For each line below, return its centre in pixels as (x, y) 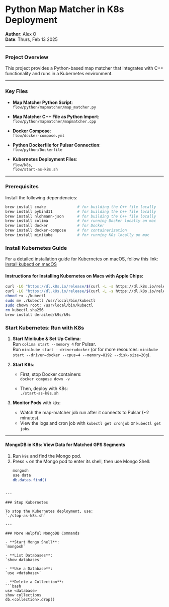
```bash (13, 586)
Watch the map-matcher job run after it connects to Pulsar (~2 (84, 412)
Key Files (17, 91)
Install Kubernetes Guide (36, 248)
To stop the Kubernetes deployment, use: (49, 511)
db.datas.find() (29, 480)
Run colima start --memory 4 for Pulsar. (54, 344)
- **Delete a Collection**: (35, 582)
